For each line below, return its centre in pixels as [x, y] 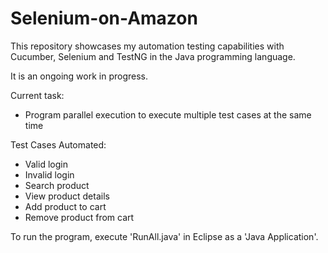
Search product [57, 185]
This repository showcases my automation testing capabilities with [147, 46]
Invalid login [49, 174]
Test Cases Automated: [58, 144]
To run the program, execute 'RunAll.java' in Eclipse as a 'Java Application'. [164, 236]
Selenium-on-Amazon [104, 18]
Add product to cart [65, 206]
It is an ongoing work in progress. [79, 76]
